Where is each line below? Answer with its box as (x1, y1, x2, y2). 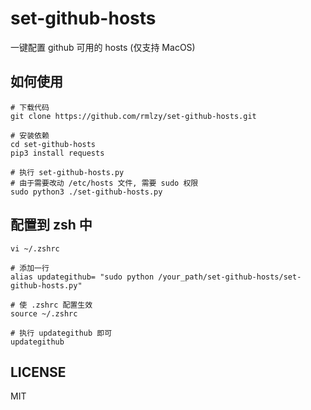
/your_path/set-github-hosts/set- (158, 272, 302, 282)
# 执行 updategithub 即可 (10, 328, 113, 338)
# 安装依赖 (10, 130, 50, 141)
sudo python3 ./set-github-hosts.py (10, 187, 163, 197)
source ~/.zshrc (10, 308, 78, 319)
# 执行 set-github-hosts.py (10, 167, 125, 177)
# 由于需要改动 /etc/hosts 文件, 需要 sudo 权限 (10, 178, 199, 188)
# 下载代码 (10, 102, 50, 112)
